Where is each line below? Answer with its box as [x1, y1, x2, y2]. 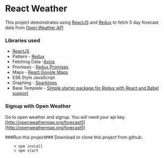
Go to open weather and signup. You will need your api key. [5, 114, 126, 120]
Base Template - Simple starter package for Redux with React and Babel [12, 85, 159, 91]
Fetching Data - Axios [12, 59, 55, 65]
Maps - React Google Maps [12, 69, 68, 75]
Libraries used [5, 37, 40, 44]
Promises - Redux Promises [12, 64, 69, 70]
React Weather [5, 3, 67, 14]
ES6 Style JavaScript [12, 75, 55, 81]
